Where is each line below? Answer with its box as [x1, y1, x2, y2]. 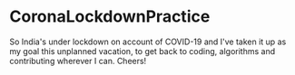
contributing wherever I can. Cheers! [9, 55, 147, 66]
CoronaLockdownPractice [9, 6, 211, 27]
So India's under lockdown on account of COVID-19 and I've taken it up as [9, 36, 287, 47]
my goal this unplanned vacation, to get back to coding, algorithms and [9, 45, 275, 56]
